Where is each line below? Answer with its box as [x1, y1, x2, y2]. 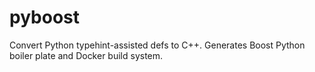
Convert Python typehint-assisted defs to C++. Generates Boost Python [9, 39, 306, 51]
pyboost [9, 6, 80, 29]
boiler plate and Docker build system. [9, 49, 164, 61]
